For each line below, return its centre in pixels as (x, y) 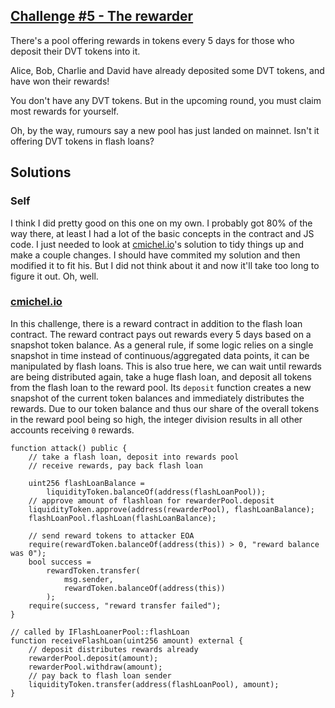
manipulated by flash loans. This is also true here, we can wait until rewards (166, 366)
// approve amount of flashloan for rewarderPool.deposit (151, 500)
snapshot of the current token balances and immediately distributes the (157, 398)
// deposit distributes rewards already (113, 649)
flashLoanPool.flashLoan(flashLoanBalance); (122, 518)
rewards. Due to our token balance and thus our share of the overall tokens (165, 408)
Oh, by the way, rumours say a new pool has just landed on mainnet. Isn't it (165, 130)
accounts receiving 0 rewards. (72, 430)
